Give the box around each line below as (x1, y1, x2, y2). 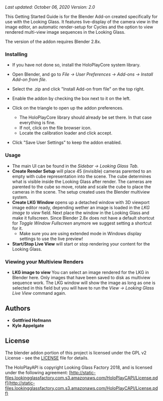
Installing (5, 51, 28, 58)
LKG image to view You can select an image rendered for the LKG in (12, 269, 149, 275)
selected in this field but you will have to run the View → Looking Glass (12, 285, 154, 290)
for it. (12, 225, 23, 231)
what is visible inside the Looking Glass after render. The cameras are (12, 178, 152, 184)
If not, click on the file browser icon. (19, 125, 91, 131)
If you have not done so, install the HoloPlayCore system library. (12, 62, 141, 68)
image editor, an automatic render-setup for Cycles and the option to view (5, 24, 153, 30)
